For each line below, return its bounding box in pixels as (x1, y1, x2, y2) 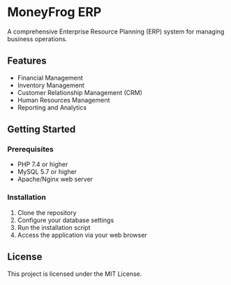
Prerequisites (7, 145, 54, 154)
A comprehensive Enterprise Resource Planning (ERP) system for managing (7, 27, 225, 36)
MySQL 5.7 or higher (17, 168, 77, 176)
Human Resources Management (17, 96, 110, 104)
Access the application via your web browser (17, 231, 148, 239)
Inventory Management (17, 81, 85, 89)
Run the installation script (17, 223, 91, 231)
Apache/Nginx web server (17, 175, 93, 184)
